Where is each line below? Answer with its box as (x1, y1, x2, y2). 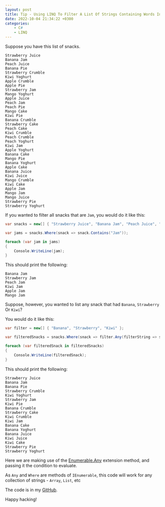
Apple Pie (5, 83, 26, 88)
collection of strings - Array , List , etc (5, 477, 81, 483)
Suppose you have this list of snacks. (5, 44, 81, 49)
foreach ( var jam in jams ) (5, 239, 60, 244)
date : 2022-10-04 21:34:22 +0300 (5, 16, 74, 21)
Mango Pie (5, 156, 26, 161)
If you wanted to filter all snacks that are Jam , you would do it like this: (5, 212, 146, 218)
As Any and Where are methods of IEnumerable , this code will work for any (5, 472, 152, 478)
